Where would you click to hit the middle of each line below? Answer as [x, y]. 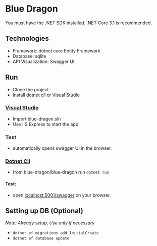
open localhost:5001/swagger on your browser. [62, 195]
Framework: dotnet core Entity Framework [56, 50]
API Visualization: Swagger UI [43, 61]
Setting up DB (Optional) [44, 211]
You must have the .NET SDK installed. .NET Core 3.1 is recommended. [79, 23]
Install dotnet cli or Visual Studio [46, 95]
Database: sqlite [29, 56]
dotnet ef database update [41, 238]
